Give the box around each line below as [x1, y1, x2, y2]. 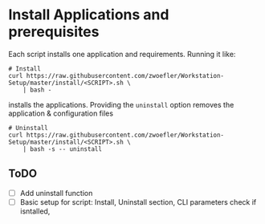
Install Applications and [8, 6, 169, 24]
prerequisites [8, 22, 100, 41]
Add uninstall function [19, 188, 93, 198]
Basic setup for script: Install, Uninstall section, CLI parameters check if [19, 197, 257, 206]
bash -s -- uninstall [29, 145, 103, 153]
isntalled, [19, 206, 51, 216]
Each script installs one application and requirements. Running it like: [8, 49, 236, 59]
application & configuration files [8, 108, 114, 118]
